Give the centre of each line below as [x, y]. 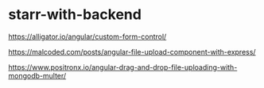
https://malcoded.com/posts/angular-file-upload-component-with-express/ [132, 52]
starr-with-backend [75, 15]
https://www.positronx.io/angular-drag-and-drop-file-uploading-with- [123, 67]
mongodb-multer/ [37, 75]
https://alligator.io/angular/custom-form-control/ [87, 36]
